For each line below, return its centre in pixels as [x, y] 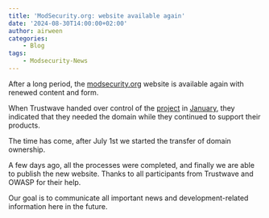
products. [24, 125]
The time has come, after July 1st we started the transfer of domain [120, 140]
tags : [17, 53]
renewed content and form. [54, 92]
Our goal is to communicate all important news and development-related [128, 198]
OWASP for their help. [45, 182]
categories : [28, 38]
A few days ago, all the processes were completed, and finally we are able [132, 165]
